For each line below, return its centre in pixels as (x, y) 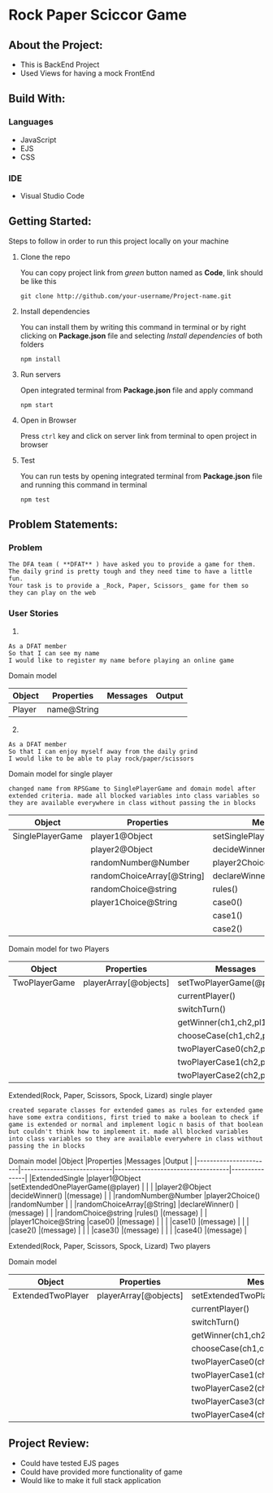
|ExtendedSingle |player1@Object (85, 1178)
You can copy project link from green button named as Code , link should (141, 272)
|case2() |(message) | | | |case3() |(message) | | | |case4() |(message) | (128, 1230)
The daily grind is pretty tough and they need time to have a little (130, 571)
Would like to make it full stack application (91, 1480)
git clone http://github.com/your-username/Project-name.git (126, 296)
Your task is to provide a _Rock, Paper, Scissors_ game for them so (129, 586)
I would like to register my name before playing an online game (121, 660)
